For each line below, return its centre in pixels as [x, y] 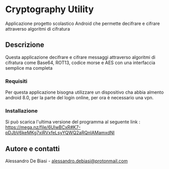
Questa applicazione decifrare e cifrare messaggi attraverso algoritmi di [80, 57]
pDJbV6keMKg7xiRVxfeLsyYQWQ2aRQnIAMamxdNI [60, 133]
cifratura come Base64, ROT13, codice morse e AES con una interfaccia [80, 63]
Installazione [22, 110]
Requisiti [16, 81]
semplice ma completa [29, 68]
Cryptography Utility [49, 9]
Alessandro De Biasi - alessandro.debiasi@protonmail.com [66, 161]
